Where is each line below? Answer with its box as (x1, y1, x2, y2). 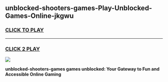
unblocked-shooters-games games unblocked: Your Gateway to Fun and (5, 66, 160, 72)
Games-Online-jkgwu (5, 12, 74, 20)
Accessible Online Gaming (5, 71, 61, 77)
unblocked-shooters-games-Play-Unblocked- (5, 4, 152, 12)
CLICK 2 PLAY (5, 45, 40, 52)
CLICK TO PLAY (5, 27, 44, 34)
